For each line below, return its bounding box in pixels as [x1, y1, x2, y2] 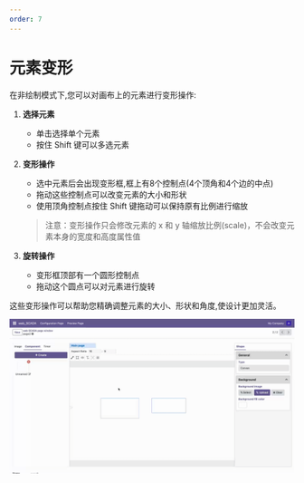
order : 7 [9, 14, 43, 24]
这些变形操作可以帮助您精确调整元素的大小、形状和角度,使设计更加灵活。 [9, 300, 282, 311]
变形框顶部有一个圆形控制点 [35, 269, 140, 280]
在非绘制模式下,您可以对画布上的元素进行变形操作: [9, 89, 197, 100]
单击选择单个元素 [35, 128, 100, 139]
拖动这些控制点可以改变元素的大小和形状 [35, 188, 187, 199]
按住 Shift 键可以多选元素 [35, 139, 129, 150]
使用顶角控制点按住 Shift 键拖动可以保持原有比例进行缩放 [35, 200, 249, 211]
